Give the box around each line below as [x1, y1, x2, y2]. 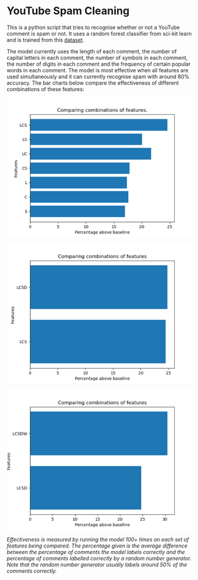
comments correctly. [7, 567, 57, 574]
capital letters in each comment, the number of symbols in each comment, [7, 54, 188, 61]
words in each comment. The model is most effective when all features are [7, 66, 189, 73]
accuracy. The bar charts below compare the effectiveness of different [7, 79, 179, 86]
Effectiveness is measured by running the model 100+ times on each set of [7, 536, 189, 543]
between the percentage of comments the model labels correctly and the [7, 548, 186, 555]
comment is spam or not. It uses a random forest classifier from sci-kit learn [7, 30, 192, 37]
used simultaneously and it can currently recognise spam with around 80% [7, 73, 190, 80]
